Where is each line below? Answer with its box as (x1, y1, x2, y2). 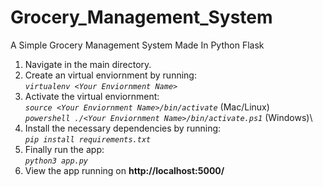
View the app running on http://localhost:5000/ (24, 164, 225, 176)
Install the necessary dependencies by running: (24, 122, 222, 134)
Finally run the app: (24, 143, 105, 155)
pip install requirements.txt (24, 134, 152, 145)
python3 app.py (24, 156, 89, 166)
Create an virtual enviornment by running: (24, 69, 197, 81)
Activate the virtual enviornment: (24, 90, 160, 102)
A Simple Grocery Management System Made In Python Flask (10, 39, 265, 51)
